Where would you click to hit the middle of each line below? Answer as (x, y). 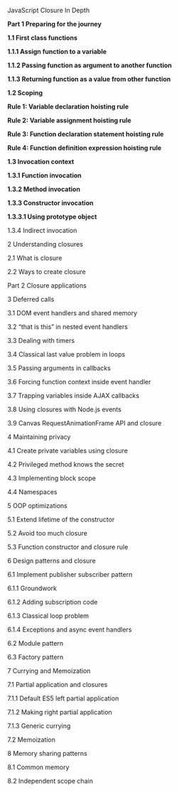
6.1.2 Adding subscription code (53, 602)
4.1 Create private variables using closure (67, 451)
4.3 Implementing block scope (51, 478)
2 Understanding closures (45, 244)
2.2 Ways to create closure (47, 272)
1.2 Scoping (25, 93)
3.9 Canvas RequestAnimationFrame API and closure (85, 423)
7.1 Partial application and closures (58, 684)
